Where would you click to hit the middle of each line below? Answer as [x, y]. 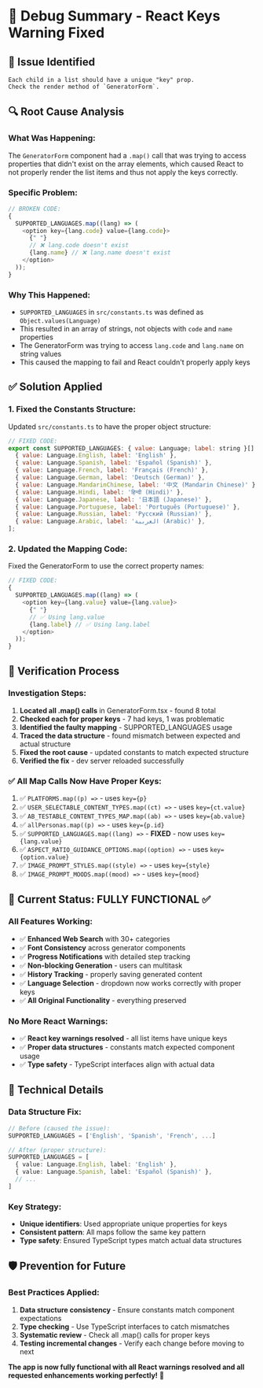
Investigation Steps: [47, 694]
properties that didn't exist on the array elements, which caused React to [126, 164]
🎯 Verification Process [64, 671]
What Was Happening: [52, 139]
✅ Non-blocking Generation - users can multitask [101, 965]
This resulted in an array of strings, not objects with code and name [126, 329]
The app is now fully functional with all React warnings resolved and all [126, 1367]
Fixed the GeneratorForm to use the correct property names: [106, 566]
